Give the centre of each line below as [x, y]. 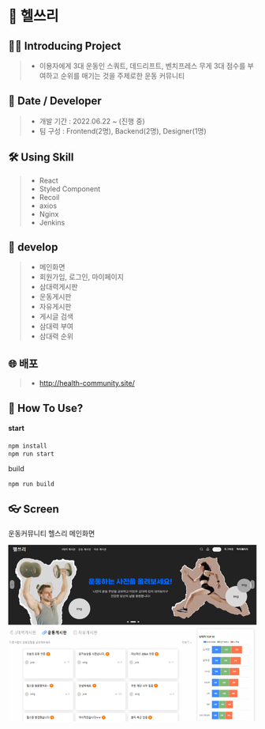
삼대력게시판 [58, 287]
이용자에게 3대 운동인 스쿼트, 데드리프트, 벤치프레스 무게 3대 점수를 [142, 66]
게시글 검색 [56, 316]
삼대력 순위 [56, 336]
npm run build [32, 484]
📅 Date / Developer [55, 101]
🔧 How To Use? [46, 408]
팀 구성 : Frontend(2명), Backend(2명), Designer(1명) [123, 130]
